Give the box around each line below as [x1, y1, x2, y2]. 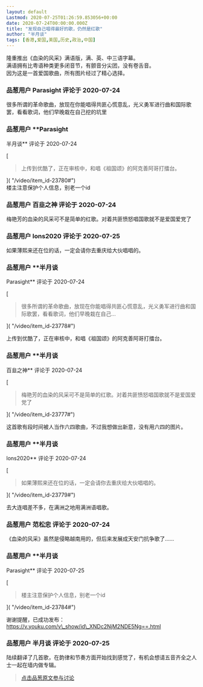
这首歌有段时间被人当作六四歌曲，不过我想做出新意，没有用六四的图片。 [6, 423, 186, 430]
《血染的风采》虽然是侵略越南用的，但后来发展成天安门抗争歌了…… [6, 535, 175, 542]
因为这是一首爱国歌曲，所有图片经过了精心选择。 [6, 70, 128, 76]
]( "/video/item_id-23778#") [6, 322, 76, 330]
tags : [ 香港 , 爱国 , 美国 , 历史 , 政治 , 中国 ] [6, 37, 95, 43]
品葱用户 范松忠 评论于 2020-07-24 [6, 521, 111, 529]
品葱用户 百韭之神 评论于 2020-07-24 [6, 200, 117, 209]
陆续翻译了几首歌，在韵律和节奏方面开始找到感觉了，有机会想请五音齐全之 [6, 654, 192, 661]
